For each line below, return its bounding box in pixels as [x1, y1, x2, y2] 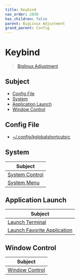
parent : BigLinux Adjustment [5, 21, 65, 26]
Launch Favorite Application [7, 227, 73, 234]
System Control [7, 171, 43, 178]
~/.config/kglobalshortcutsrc [12, 134, 71, 140]
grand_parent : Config [5, 26, 50, 31]
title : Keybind [5, 7, 37, 12]
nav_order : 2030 [5, 12, 39, 17]
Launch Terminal [7, 219, 46, 226]
